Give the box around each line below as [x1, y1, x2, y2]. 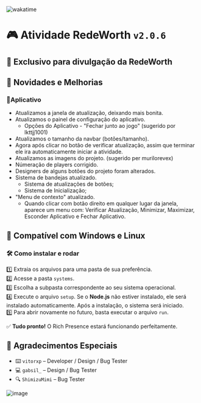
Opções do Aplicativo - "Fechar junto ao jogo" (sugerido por [24, 122, 176, 130]
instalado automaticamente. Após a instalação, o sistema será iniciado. [6, 301, 185, 309]
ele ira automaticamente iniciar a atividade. [15, 148, 123, 155]
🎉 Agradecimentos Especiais [6, 341, 118, 351]
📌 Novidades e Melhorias [6, 77, 103, 88]
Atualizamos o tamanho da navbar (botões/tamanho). [15, 135, 149, 142]
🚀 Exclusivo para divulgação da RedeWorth [6, 57, 172, 67]
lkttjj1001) [24, 128, 48, 136]
